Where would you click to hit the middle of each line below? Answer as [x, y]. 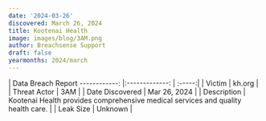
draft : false [30, 53]
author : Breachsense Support [57, 46]
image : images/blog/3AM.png [55, 38]
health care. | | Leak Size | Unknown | [70, 108]
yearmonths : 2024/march [48, 61]
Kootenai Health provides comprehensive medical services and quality [125, 100]
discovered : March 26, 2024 [55, 23]
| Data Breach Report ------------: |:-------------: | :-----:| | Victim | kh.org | [133, 83]
